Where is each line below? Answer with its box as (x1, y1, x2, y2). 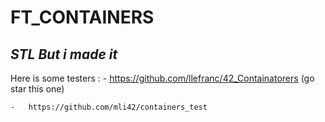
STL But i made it (10, 46, 118, 63)
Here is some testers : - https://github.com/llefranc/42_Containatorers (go (10, 72, 315, 84)
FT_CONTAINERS (10, 6, 155, 29)
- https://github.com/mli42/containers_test (10, 102, 208, 112)
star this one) (10, 83, 65, 95)
